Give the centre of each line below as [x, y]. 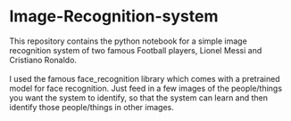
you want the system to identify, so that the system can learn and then [139, 97]
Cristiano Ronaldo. [43, 60]
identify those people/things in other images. [91, 107]
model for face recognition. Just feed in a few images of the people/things [146, 88]
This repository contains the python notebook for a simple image [128, 41]
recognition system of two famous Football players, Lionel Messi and [136, 50]
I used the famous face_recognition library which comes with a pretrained [145, 78]
